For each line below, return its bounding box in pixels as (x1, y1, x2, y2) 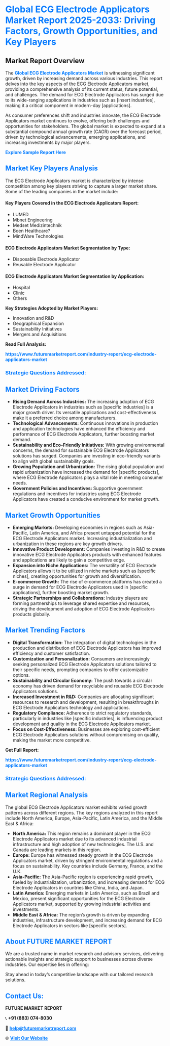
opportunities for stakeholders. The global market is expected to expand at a (5, 123, 165, 129)
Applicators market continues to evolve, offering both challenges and (5, 118, 150, 123)
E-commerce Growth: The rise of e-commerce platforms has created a (12, 578, 162, 584)
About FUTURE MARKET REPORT (5, 937, 113, 946)
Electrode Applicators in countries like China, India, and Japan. (12, 884, 144, 890)
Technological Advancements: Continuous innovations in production (12, 420, 158, 426)
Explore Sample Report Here (5, 149, 66, 155)
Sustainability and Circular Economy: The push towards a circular (12, 677, 153, 683)
